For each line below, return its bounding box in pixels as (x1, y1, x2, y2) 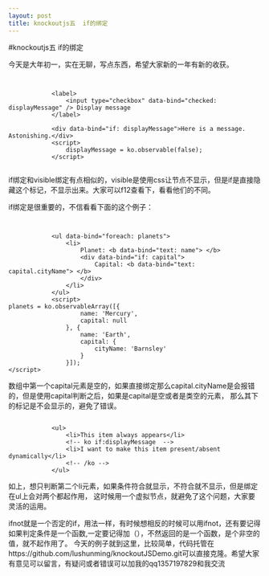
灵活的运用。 (8, 501, 51, 511)
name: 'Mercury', (79, 309, 138, 317)
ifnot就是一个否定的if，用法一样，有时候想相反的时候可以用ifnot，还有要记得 (8, 518, 261, 528)
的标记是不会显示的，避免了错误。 (8, 401, 121, 411)
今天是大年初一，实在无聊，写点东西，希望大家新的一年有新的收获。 (8, 59, 234, 69)
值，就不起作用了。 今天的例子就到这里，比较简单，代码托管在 (8, 538, 214, 548)
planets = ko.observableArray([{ (8, 302, 120, 310)
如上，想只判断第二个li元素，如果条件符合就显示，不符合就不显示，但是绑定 (8, 481, 259, 491)
